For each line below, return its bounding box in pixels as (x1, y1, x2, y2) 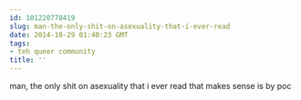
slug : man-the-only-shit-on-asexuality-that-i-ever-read (9, 22, 231, 31)
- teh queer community (9, 47, 96, 56)
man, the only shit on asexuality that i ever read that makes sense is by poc (9, 81, 292, 91)
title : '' (9, 55, 47, 65)
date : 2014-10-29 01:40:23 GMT (9, 30, 129, 39)
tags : (9, 38, 30, 48)
